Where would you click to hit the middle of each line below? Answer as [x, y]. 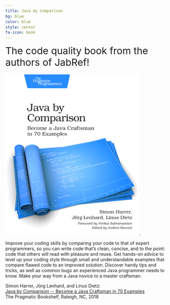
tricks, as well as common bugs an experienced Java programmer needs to [85, 271]
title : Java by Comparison [34, 11]
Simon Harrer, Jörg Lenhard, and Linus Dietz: [53, 286]
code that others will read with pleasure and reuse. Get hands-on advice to [85, 254]
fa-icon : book [21, 33]
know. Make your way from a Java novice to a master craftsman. [74, 276]
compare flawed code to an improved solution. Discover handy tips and [81, 265]
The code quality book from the [77, 51]
